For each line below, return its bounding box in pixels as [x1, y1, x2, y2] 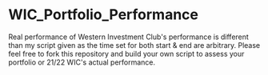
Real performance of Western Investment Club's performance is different [8, 32, 250, 41]
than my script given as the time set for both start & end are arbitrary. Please [8, 40, 261, 49]
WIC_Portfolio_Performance [8, 6, 198, 24]
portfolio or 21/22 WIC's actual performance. [8, 57, 156, 67]
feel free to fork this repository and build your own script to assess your [8, 49, 245, 58]
